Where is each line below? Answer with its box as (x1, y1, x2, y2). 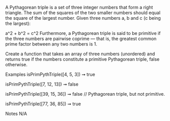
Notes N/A (5, 111, 27, 116)
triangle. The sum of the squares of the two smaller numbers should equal (5, 10, 161, 16)
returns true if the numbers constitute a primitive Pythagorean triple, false (5, 56, 160, 62)
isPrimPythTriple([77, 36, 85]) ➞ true (5, 101, 81, 107)
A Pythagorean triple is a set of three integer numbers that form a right (5, 5, 153, 10)
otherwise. (5, 62, 28, 67)
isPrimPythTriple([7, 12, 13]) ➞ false (5, 81, 79, 87)
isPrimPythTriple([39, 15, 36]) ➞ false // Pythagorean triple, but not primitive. (5, 91, 165, 97)
